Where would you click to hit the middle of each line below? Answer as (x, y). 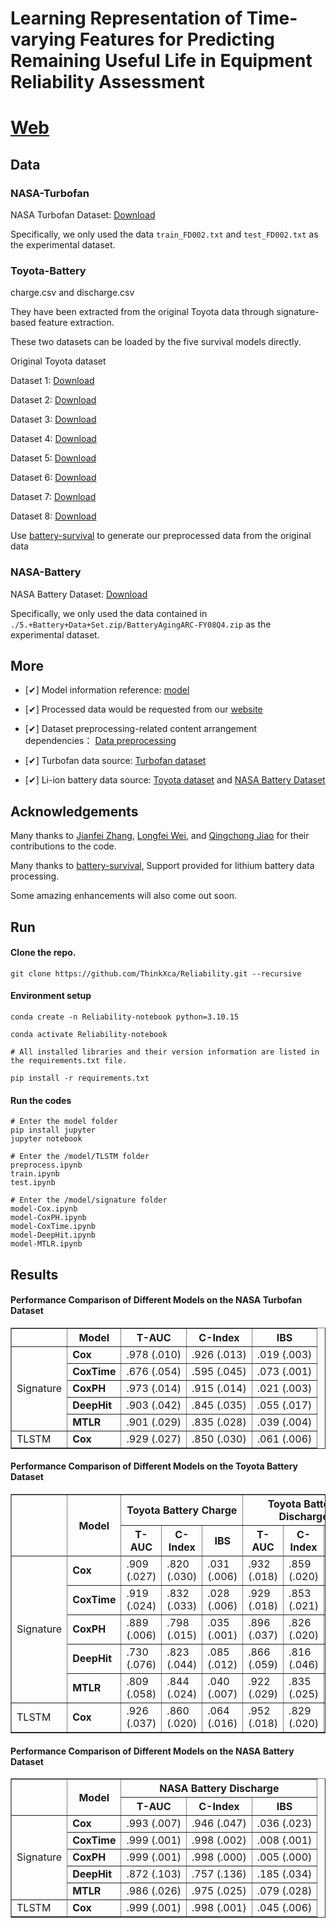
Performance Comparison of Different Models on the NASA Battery (152, 1751)
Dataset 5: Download (53, 458)
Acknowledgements (74, 811)
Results (34, 1274)
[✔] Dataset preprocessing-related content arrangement (141, 729)
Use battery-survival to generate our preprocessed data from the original (161, 536)
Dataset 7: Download (53, 497)
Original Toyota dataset (58, 361)
